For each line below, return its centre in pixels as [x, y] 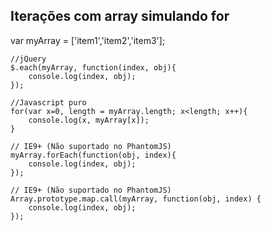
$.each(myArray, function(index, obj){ [93, 67]
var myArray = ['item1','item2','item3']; [88, 40]
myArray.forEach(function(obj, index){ [93, 155]
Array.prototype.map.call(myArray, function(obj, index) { [136, 199]
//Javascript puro [48, 102]
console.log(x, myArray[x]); [89, 120]
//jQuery [28, 59]
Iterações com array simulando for [120, 16]
